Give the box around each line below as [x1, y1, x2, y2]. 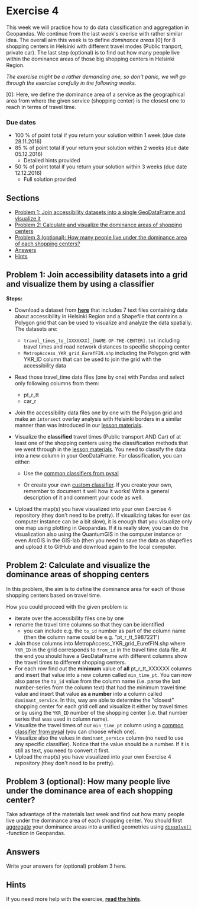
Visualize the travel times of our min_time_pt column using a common [14, 721, 184, 728]
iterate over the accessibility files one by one [14, 615, 124, 622]
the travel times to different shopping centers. [14, 658, 126, 666]
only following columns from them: [14, 379, 99, 386]
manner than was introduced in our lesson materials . [14, 421, 143, 429]
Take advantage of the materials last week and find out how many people [6, 811, 185, 818]
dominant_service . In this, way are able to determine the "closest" [14, 696, 174, 704]
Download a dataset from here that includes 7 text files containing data [14, 306, 188, 314]
